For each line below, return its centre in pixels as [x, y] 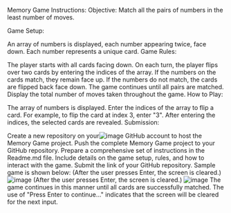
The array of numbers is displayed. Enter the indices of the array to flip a [111, 108]
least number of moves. [41, 17]
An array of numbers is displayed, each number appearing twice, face [107, 44]
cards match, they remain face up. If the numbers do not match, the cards [112, 80]
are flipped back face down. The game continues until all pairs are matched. [115, 87]
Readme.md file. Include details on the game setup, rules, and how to [106, 158]
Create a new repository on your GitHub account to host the [105, 136]
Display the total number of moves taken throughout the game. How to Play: [115, 94]
